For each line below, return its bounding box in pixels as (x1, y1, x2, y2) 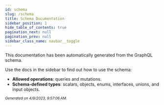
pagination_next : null (5, 30, 51, 35)
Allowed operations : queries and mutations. (12, 76, 102, 82)
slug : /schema (5, 12, 34, 17)
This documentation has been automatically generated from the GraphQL (5, 52, 153, 58)
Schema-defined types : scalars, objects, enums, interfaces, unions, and (12, 81, 160, 87)
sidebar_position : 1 (5, 20, 47, 26)
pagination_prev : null (5, 35, 51, 39)
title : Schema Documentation (5, 16, 65, 21)
